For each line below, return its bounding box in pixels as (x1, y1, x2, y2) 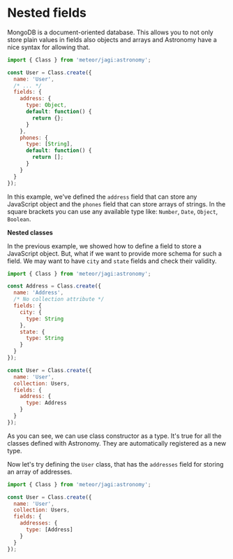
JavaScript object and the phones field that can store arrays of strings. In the (7, 199, 226, 208)
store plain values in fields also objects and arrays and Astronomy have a (7, 35, 218, 43)
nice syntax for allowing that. (7, 43, 91, 51)
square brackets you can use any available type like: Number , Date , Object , (7, 207, 218, 215)
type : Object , (25, 101, 68, 109)
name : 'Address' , (13, 289, 64, 297)
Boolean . (7, 215, 31, 223)
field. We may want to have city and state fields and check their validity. (7, 257, 217, 265)
